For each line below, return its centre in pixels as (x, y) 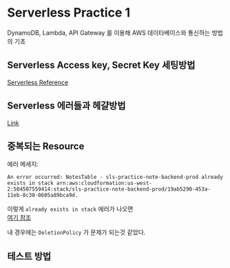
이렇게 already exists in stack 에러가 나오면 (70, 209)
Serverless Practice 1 (69, 13)
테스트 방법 (29, 256)
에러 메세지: (23, 164)
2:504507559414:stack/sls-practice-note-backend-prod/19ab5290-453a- (109, 189)
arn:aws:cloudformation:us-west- (104, 183)
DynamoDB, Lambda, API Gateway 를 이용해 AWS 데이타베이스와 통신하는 (109, 32)
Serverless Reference (38, 82)
